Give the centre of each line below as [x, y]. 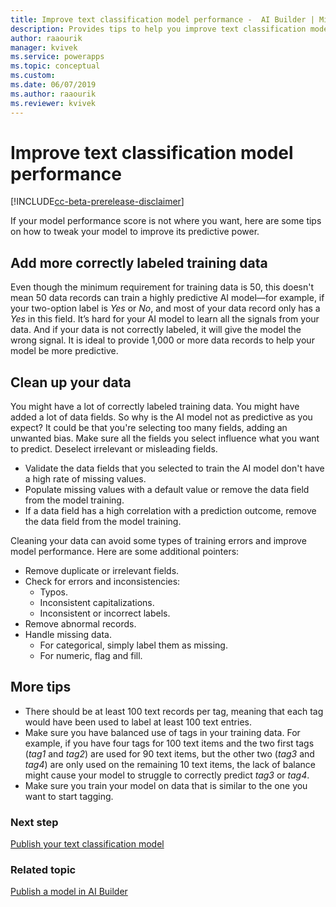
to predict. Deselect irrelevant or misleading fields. [114, 449]
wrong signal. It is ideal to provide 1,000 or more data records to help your [162, 340]
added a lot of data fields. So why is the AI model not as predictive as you [161, 417]
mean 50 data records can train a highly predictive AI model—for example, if [167, 298]
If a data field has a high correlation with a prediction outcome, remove [170, 511]
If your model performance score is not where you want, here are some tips [166, 221]
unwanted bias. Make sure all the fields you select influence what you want [165, 438]
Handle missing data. [68, 635]
